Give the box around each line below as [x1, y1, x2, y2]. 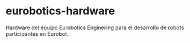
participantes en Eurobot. [5, 30, 69, 37]
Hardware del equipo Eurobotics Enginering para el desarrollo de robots [5, 24, 185, 31]
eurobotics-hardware [5, 4, 115, 18]
